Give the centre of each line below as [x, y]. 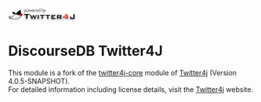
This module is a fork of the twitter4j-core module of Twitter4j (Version [123, 72]
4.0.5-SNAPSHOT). [39, 81]
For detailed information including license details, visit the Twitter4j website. [130, 89]
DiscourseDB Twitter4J [85, 51]
